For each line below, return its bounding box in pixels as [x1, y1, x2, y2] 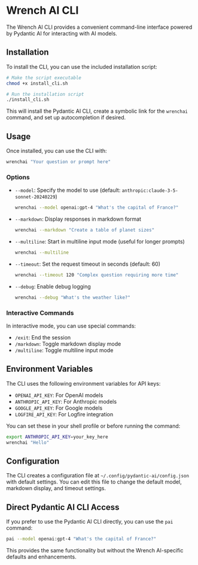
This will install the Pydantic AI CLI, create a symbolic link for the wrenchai [6, 107, 188, 115]
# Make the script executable [6, 74, 82, 81]
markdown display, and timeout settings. [6, 485, 106, 492]
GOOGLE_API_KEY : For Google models [14, 404, 103, 411]
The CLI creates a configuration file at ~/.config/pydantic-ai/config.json [6, 472, 190, 479]
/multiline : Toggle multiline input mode [14, 346, 114, 354]
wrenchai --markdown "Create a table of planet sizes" [14, 227, 155, 233]
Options [6, 173, 30, 181]
